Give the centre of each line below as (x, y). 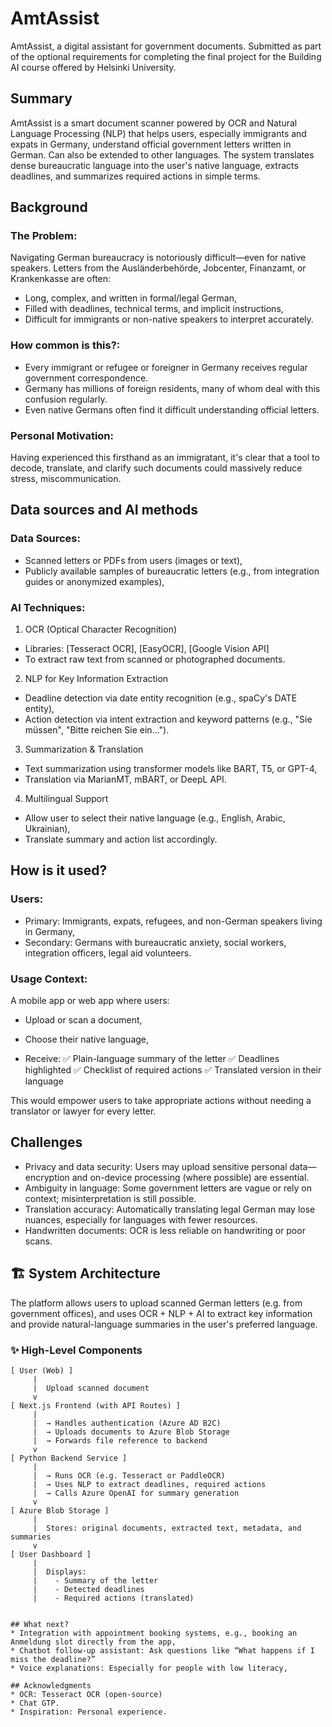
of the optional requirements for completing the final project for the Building (166, 56)
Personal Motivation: (62, 435)
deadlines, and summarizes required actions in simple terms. (135, 176)
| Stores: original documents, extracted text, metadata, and (167, 1528)
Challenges (46, 1142)
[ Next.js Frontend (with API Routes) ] (96, 1405)
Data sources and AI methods (104, 510)
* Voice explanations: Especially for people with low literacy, (149, 1668)
